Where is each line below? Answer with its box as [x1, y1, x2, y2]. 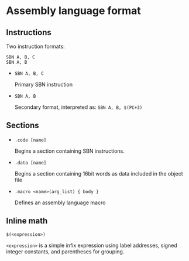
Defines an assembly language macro [14, 199, 106, 206]
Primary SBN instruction [14, 81, 73, 88]
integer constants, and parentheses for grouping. [6, 248, 125, 255]
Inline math [6, 216, 48, 226]
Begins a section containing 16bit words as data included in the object [14, 170, 183, 177]
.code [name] [14, 137, 47, 143]
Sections [6, 121, 39, 130]
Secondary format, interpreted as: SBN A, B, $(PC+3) [14, 104, 143, 111]
